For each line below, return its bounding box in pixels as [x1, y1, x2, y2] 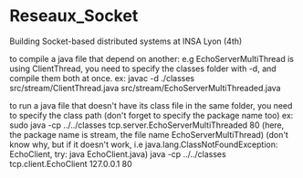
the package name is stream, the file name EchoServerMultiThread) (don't [9, 129, 289, 140]
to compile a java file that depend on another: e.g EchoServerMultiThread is [9, 53, 295, 64]
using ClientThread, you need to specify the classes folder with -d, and [9, 63, 277, 74]
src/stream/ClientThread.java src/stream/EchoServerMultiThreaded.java [9, 82, 281, 93]
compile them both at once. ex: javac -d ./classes [9, 72, 194, 83]
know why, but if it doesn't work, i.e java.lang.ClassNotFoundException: [9, 139, 278, 150]
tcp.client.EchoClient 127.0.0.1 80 [9, 158, 132, 169]
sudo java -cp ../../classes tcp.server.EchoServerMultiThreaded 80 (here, [9, 120, 285, 131]
